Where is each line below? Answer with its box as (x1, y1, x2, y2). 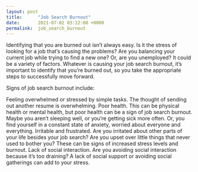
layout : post (6, 8, 38, 15)
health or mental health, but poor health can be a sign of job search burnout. (6, 109, 193, 116)
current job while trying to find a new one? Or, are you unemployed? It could (6, 54, 191, 61)
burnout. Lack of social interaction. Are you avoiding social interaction (6, 146, 177, 154)
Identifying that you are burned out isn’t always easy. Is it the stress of (6, 42, 177, 49)
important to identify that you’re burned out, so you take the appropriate (6, 66, 181, 74)
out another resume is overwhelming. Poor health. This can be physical (6, 102, 180, 110)
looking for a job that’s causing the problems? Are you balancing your (6, 48, 176, 55)
